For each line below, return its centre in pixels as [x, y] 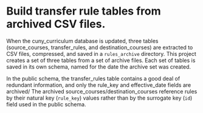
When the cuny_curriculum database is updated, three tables [82, 41]
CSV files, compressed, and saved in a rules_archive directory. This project [101, 53]
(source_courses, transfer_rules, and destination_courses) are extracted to [100, 47]
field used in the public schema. [46, 104]
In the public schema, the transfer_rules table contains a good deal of [93, 78]
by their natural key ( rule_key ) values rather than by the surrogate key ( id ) [99, 98]
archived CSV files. [56, 24]
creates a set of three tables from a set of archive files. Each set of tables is [101, 60]
